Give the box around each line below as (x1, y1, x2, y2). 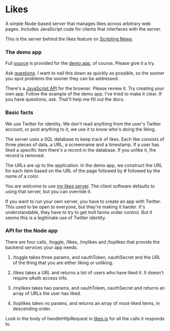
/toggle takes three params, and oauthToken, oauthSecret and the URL (12, 254, 161, 260)
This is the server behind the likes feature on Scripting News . (5, 36, 133, 42)
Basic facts (5, 109, 34, 116)
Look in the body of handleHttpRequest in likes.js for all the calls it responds (5, 315, 165, 321)
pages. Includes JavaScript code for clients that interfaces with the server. (5, 26, 162, 32)
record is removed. (5, 152, 45, 158)
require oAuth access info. (12, 275, 68, 281)
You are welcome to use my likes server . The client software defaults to (5, 183, 155, 189)
